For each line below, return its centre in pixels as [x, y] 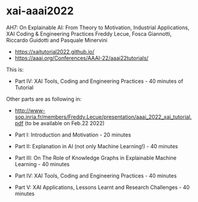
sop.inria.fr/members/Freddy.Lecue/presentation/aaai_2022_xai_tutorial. [103, 117]
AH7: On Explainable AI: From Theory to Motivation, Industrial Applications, [98, 27]
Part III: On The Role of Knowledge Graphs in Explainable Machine [95, 158]
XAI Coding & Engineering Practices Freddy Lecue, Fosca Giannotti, [89, 33]
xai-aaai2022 [40, 11]
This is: [15, 69]
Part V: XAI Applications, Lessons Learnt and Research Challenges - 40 [102, 187]
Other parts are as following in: [44, 99]
